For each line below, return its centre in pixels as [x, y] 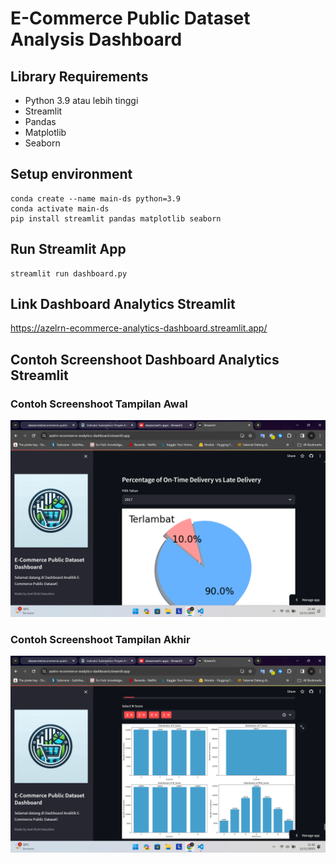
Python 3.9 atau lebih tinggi [81, 100]
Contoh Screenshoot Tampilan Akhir [100, 640]
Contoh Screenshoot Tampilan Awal [99, 404]
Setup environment [71, 174]
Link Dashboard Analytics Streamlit [123, 304]
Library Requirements [79, 76]
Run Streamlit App [68, 249]
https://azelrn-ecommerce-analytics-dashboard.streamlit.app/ [139, 328]
